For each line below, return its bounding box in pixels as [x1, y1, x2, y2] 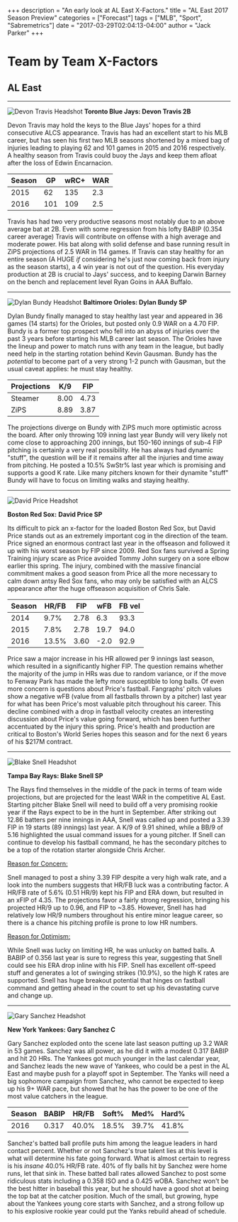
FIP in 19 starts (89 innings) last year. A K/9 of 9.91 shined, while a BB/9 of [7, 823, 224, 831]
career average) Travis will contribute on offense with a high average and [7, 232, 221, 241]
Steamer [11, 393, 40, 403]
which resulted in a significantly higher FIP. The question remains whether [7, 662, 224, 670]
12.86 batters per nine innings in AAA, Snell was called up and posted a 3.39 [7, 816, 230, 824]
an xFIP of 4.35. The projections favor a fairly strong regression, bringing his [7, 896, 230, 904]
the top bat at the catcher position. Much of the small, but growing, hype [7, 1192, 219, 1200]
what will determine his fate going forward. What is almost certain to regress [7, 1154, 230, 1162]
